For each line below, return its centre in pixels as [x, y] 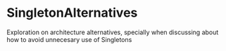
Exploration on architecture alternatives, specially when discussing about [113, 32]
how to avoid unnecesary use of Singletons [69, 39]
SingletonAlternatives [72, 13]
